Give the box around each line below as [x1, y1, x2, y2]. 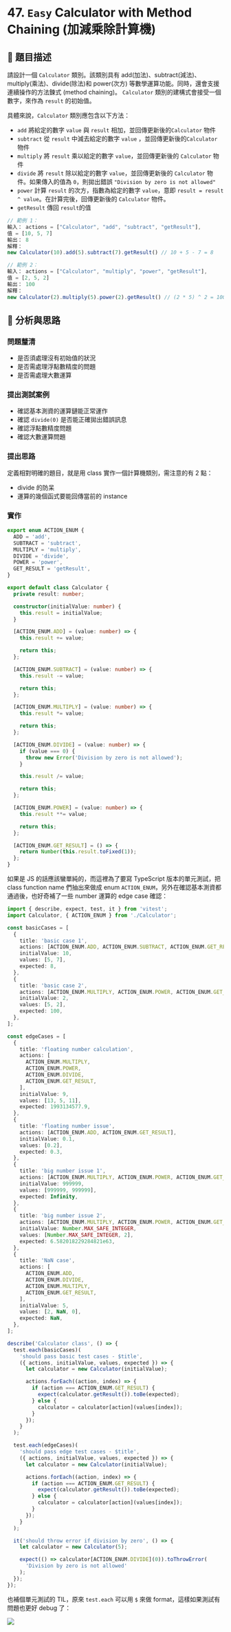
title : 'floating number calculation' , [19, 1045, 134, 1052]
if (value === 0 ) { [19, 748, 76, 755]
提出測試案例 [7, 390, 50, 400]
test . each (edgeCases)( [13, 1442, 78, 1449]
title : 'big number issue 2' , [19, 1212, 107, 1219]
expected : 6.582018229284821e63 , [19, 1238, 115, 1245]
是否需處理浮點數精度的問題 [16, 363, 96, 371]
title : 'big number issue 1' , [19, 1167, 107, 1174]
